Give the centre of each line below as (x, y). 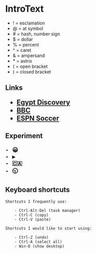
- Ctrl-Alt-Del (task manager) (47, 210)
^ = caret (22, 50)
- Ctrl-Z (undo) (32, 237)
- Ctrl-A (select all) (38, 242)
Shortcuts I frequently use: (36, 201)
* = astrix (22, 61)
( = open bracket (30, 66)
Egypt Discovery (43, 103)
